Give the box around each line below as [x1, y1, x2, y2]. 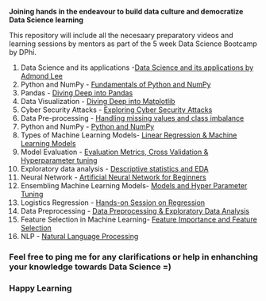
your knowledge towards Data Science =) [9, 261, 172, 272]
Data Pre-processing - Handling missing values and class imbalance [20, 114, 245, 122]
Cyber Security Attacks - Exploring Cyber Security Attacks [20, 105, 213, 114]
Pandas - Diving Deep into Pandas [20, 88, 133, 98]
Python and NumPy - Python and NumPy [20, 122, 155, 131]
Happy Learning [9, 282, 72, 293]
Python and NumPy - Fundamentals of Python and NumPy [20, 79, 211, 89]
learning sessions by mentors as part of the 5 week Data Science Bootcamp [9, 39, 257, 48]
